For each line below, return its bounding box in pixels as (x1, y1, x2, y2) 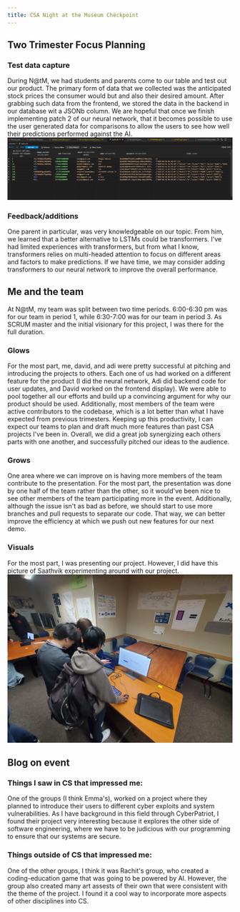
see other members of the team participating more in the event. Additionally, (7, 494, 232, 503)
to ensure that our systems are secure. (7, 832, 121, 841)
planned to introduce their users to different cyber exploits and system (7, 802, 215, 811)
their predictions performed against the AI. (7, 129, 133, 139)
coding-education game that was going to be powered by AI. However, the (7, 873, 227, 882)
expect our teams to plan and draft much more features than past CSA (7, 422, 214, 431)
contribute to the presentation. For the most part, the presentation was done (7, 479, 232, 488)
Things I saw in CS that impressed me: (7, 778, 143, 788)
